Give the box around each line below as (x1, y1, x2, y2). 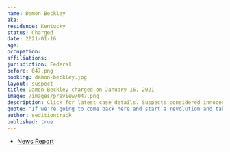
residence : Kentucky (7, 23, 66, 29)
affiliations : (7, 55, 48, 62)
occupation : (7, 49, 41, 55)
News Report (16, 137, 55, 145)
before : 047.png (7, 67, 53, 74)
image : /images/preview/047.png (7, 93, 99, 100)
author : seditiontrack (7, 112, 72, 118)
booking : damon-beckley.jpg (7, 73, 88, 81)
